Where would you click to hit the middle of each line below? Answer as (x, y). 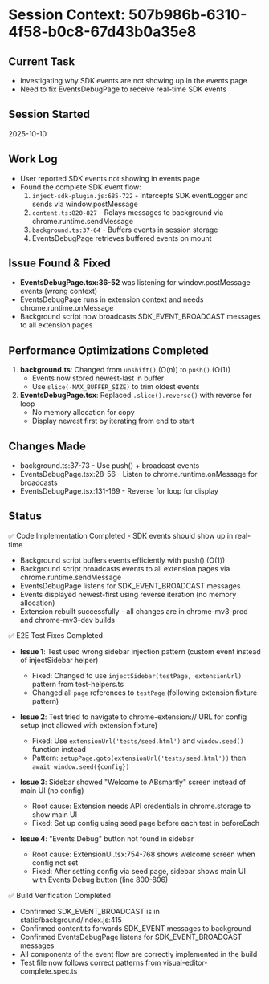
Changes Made (47, 446)
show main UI (55, 814)
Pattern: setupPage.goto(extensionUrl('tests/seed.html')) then (139, 758)
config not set (55, 862)
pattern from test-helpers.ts (78, 684)
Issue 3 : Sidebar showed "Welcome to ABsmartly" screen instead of (133, 782)
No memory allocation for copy (83, 413)
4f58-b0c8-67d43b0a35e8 (102, 32)
